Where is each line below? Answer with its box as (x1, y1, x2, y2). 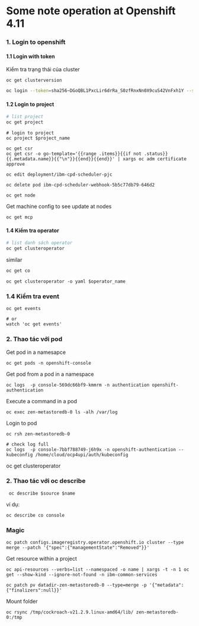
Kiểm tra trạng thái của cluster (6, 66, 80, 73)
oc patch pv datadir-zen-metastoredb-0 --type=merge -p (6, 582, 147, 589)
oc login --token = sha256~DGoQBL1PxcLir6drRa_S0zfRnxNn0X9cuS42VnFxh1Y (6, 88, 184, 94)
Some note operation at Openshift (6, 4, 176, 18)
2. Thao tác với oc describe (6, 477, 86, 485)
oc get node (6, 192, 36, 198)
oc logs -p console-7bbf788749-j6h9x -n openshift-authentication (6, 447, 176, 453)
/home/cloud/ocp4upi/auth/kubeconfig (35, 451, 129, 458)
